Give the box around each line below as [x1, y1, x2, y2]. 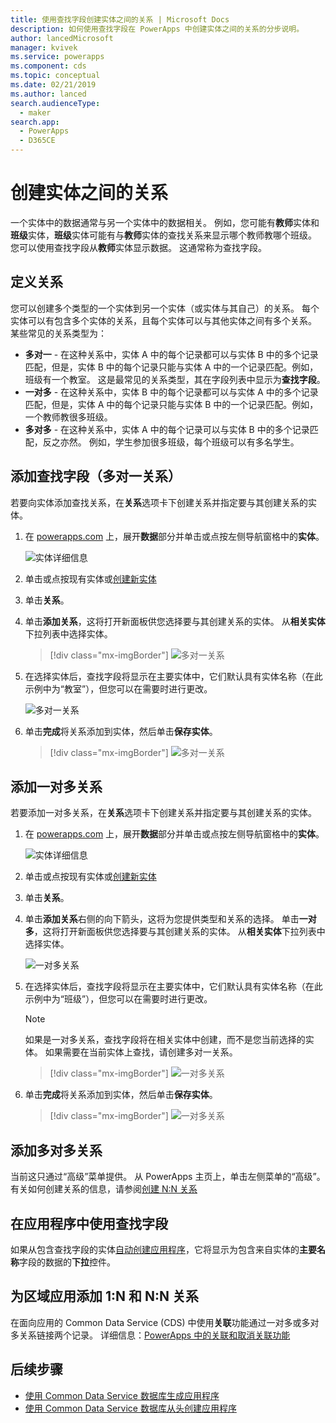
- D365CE [19, 136, 56, 146]
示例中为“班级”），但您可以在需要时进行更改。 [24, 993, 213, 1005]
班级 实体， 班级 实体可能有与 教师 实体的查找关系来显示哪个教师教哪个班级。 [10, 229, 317, 241]
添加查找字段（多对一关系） [10, 468, 182, 485]
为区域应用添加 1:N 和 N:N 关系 [10, 1288, 199, 1305]
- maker [19, 107, 52, 118]
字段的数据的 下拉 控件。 [19, 1256, 116, 1268]
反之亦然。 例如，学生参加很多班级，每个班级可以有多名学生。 [42, 436, 300, 448]
